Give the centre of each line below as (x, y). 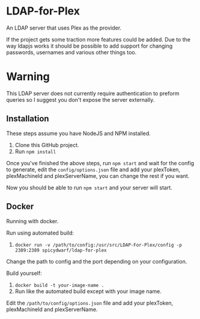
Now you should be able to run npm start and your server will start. (89, 188)
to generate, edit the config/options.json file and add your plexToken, (93, 169)
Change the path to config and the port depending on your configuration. (97, 261)
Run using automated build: (40, 233)
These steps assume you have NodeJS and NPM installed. (79, 133)
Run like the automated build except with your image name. (88, 291)
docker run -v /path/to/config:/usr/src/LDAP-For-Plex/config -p (98, 245)
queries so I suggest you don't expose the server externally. (80, 99)
